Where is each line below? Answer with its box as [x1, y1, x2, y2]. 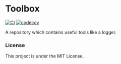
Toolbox [5, 3, 40, 14]
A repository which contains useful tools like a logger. [5, 29, 117, 35]
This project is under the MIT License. [5, 53, 84, 59]
